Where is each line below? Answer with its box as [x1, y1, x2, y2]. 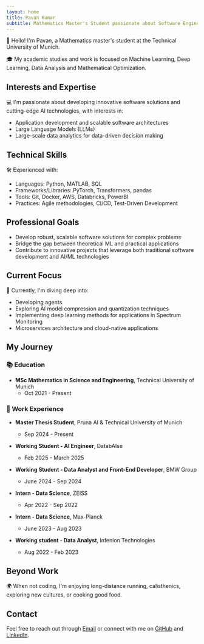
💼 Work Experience [6, 405, 64, 413]
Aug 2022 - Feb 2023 [24, 548, 79, 556]
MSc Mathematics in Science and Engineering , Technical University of [15, 377, 194, 384]
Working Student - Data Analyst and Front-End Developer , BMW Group [15, 466, 197, 473]
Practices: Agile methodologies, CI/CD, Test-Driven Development [15, 200, 178, 207]
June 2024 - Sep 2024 [24, 477, 82, 485]
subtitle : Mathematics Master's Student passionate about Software [6, 20, 181, 26]
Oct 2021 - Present [24, 390, 72, 397]
